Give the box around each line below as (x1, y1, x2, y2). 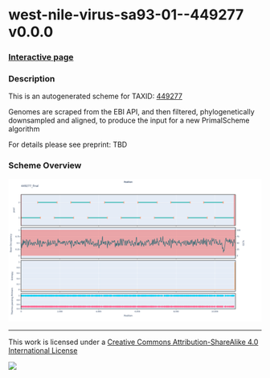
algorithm (8, 124, 40, 134)
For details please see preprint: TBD (8, 139, 128, 150)
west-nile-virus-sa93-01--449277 (8, 6, 244, 24)
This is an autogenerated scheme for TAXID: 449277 (8, 91, 183, 102)
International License (8, 346, 78, 355)
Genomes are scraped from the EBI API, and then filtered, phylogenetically (8, 107, 255, 117)
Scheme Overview (8, 160, 82, 171)
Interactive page (8, 52, 74, 63)
